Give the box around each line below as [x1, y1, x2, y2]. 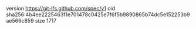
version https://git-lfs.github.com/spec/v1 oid [6, 5, 116, 12]
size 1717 [35, 17, 57, 24]
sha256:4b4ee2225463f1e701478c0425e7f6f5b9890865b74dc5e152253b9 [6, 11, 190, 18]
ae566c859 [6, 17, 34, 24]
